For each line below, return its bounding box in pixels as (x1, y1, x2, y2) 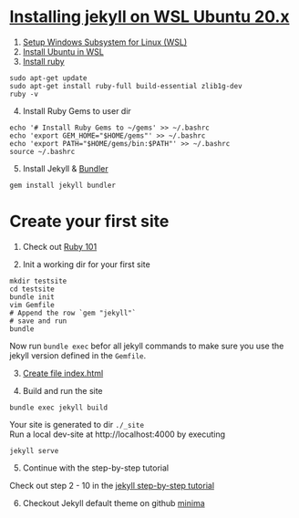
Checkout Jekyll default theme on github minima (22, 497, 205, 508)
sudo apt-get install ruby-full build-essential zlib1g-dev (9, 81, 243, 90)
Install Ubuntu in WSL (22, 46, 105, 57)
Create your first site (9, 212, 170, 232)
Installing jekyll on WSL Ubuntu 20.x (9, 6, 290, 27)
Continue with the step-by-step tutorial (22, 462, 170, 473)
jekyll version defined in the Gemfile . (9, 349, 147, 361)
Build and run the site (22, 385, 103, 396)
